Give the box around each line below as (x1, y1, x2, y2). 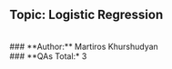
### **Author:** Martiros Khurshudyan (9, 41, 159, 52)
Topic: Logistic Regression (9, 7, 164, 23)
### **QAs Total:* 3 (9, 50, 87, 62)
